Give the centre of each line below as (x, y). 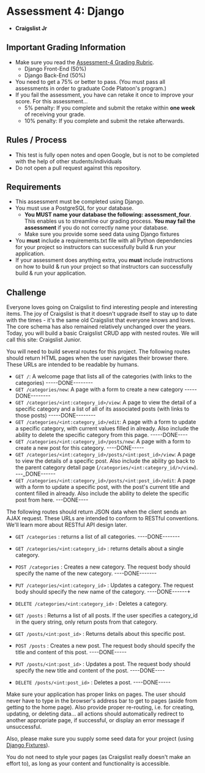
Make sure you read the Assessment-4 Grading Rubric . (85, 62)
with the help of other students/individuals (69, 161)
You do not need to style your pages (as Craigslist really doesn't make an (99, 757)
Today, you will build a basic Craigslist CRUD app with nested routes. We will (103, 333)
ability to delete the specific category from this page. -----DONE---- (101, 435)
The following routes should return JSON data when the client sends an (96, 512)
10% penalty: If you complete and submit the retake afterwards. (104, 121)
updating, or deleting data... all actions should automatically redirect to (95, 714)
